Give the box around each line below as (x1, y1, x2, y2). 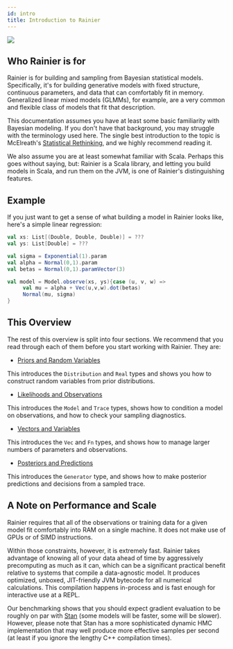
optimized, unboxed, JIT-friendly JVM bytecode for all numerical (7, 575, 192, 584)
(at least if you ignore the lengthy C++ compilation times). (7, 633, 172, 642)
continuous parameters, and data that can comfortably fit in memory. (7, 88, 205, 97)
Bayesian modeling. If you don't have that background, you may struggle (7, 124, 215, 133)
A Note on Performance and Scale (7, 500, 157, 512)
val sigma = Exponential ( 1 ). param (7, 253, 107, 260)
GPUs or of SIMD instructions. (7, 532, 93, 541)
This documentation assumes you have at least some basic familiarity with (7, 117, 220, 125)
